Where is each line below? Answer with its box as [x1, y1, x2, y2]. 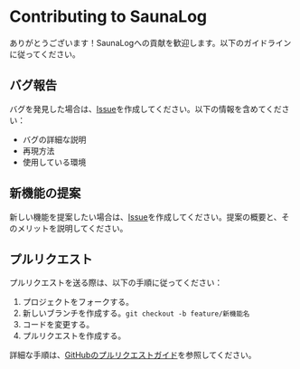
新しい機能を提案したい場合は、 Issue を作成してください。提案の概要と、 [9, 211, 282, 222]
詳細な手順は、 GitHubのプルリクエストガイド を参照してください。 [9, 350, 257, 361]
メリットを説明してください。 [16, 222, 128, 233]
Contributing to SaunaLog [9, 6, 208, 27]
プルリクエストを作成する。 [22, 330, 127, 341]
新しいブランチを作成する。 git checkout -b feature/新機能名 [22, 307, 250, 318]
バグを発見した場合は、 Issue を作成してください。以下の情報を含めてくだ [9, 103, 282, 114]
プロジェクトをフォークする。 [22, 297, 134, 307]
